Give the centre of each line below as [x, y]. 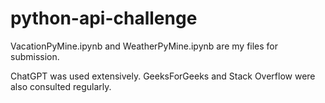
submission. [35, 56]
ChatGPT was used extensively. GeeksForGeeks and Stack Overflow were [163, 76]
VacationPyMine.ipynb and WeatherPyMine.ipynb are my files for [144, 46]
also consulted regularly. [61, 86]
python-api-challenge [104, 18]
